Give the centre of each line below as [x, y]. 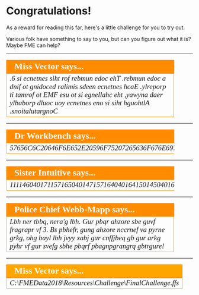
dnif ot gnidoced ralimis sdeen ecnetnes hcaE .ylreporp [88, 86]
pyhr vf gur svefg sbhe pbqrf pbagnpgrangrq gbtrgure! [87, 246]
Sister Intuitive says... [55, 172]
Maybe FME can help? [33, 45]
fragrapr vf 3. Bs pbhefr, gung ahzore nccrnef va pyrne [87, 229]
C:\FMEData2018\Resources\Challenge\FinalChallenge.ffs [94, 283]
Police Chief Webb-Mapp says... [75, 209]
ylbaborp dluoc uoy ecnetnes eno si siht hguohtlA [80, 103]
